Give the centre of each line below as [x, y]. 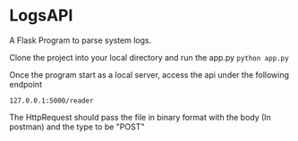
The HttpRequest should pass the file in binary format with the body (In [140, 117]
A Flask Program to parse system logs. [81, 40]
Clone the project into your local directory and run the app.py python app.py [149, 57]
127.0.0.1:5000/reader [51, 100]
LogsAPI [41, 16]
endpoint [26, 84]
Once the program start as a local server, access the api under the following [149, 75]
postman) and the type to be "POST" [77, 127]
